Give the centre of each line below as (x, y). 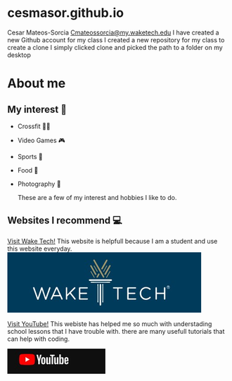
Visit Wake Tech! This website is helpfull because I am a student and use (112, 241)
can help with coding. (39, 339)
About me (37, 83)
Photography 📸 (39, 184)
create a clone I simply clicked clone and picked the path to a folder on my (115, 47)
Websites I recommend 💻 (65, 221)
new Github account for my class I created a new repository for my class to (116, 39)
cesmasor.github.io (66, 13)
